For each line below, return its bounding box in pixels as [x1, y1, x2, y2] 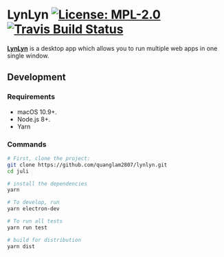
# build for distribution [7, 236, 81, 243]
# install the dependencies [7, 180, 88, 187]
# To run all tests [7, 218, 63, 225]
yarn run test [7, 224, 48, 231]
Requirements [7, 92, 56, 102]
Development [7, 71, 67, 83]
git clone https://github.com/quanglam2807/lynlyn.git [7, 161, 168, 168]
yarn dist [7, 243, 36, 250]
